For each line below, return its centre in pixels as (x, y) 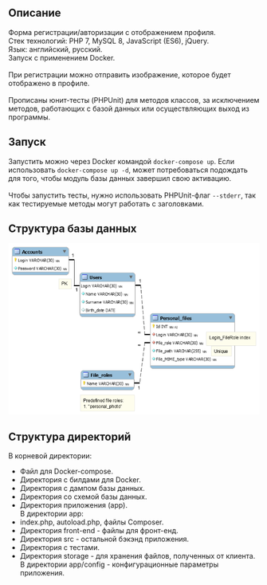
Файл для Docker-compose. (67, 471)
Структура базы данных (73, 229)
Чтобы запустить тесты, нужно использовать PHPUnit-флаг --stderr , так (132, 195)
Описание (35, 13)
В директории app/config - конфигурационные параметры (119, 564)
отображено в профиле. (49, 83)
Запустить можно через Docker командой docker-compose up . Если (122, 161)
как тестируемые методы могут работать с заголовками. (106, 203)
